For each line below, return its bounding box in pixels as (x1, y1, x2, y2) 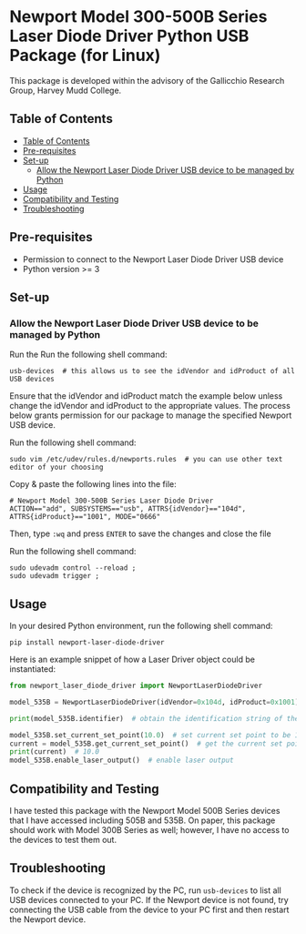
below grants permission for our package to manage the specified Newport (9, 410, 292, 421)
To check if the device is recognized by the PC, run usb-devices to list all (9, 885, 282, 896)
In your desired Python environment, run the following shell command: (9, 621, 273, 632)
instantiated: (9, 664, 56, 675)
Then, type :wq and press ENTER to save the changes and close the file (9, 528, 271, 539)
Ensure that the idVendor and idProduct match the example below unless (9, 391, 283, 401)
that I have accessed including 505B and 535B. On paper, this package (9, 815, 276, 826)
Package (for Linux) (9, 46, 161, 66)
